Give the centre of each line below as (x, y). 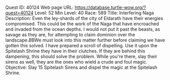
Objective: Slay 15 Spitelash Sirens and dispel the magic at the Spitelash (81, 67)
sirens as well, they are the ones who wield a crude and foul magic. (77, 62)
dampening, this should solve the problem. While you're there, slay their (81, 56)
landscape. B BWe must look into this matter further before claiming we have (85, 40)
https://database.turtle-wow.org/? (110, 7)
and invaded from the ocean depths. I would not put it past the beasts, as (83, 29)
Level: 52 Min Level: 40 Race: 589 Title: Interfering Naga (94, 13)
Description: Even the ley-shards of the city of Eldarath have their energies (84, 18)
